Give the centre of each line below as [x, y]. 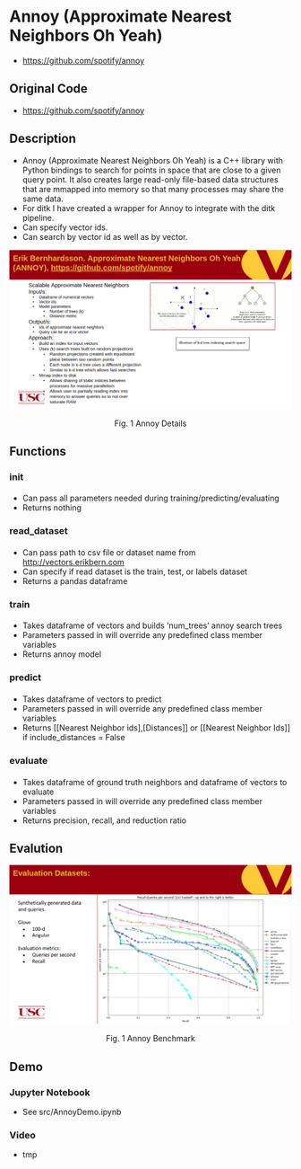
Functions [38, 451]
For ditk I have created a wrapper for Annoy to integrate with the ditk [149, 208]
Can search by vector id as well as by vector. [105, 236]
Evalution [36, 848]
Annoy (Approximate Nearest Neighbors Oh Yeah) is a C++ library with [153, 160]
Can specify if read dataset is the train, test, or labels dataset [135, 571]
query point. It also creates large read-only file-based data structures [150, 179]
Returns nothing [52, 508]
